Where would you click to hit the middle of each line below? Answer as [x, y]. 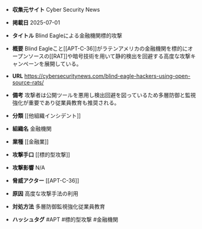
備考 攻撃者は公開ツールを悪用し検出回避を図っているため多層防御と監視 [104, 95]
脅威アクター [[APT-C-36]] [46, 180]
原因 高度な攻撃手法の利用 [45, 194]
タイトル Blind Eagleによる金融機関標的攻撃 [67, 35]
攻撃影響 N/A [28, 168]
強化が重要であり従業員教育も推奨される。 [66, 103]
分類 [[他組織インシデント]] [47, 116]
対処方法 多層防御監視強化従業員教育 [58, 206]
